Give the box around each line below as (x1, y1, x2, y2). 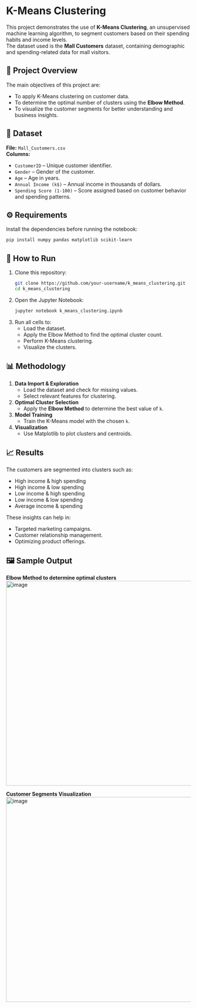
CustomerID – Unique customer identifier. (14, 162, 113, 169)
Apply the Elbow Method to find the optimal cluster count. (23, 331, 163, 338)
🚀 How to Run (6, 253, 56, 263)
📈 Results (6, 447, 44, 457)
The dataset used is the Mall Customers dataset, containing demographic (6, 42, 185, 49)
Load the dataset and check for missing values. (23, 386, 138, 393)
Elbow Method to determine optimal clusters (6, 574, 117, 581)
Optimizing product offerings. (14, 538, 86, 545)
